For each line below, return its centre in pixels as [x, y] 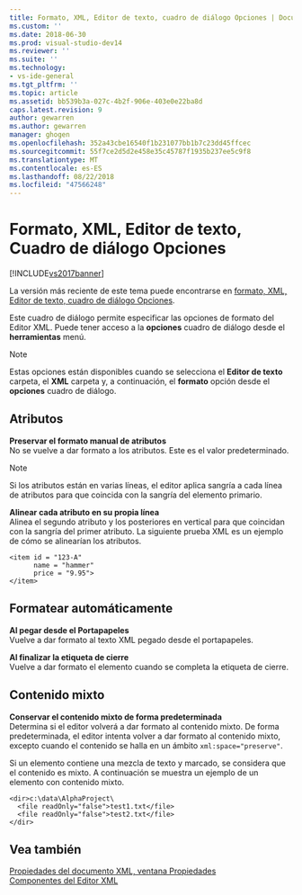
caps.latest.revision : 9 [56, 110]
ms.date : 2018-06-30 [48, 34]
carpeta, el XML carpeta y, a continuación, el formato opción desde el [140, 381]
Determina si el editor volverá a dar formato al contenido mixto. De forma [145, 726]
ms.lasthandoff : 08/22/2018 [62, 176]
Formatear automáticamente [91, 609]
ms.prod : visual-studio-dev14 [66, 43]
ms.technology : [38, 68]
